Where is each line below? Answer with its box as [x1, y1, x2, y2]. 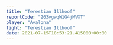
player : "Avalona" [6, 19, 51, 25]
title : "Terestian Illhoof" [6, 8, 76, 15]
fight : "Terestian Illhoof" [6, 25, 76, 31]
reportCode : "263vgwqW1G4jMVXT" [6, 14, 86, 20]
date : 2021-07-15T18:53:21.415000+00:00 [6, 30, 108, 36]
